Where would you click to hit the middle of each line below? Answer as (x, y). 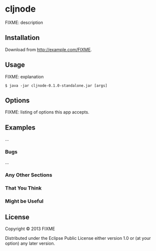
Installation (22, 38)
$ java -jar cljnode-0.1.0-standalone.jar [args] (56, 86)
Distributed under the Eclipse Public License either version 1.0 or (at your (78, 238)
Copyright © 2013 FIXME (30, 229)
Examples (20, 127)
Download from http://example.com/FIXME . (49, 49)
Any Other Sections (29, 175)
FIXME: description (24, 22)
